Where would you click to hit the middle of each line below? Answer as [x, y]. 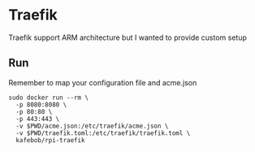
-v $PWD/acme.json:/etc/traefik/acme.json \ [92, 126]
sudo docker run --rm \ [49, 98]
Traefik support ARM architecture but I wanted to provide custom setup [128, 37]
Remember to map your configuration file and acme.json [103, 82]
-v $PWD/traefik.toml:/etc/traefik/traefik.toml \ [103, 133]
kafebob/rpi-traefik [50, 140]
